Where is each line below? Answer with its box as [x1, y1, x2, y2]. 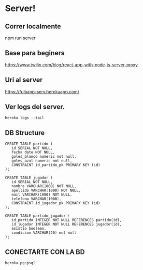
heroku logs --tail [5, 116, 44, 120]
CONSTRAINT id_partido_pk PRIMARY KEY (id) [11, 163, 100, 167]
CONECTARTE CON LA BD [5, 248, 85, 256]
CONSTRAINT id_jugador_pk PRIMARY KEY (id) [11, 201, 100, 206]
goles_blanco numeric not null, [11, 154, 77, 159]
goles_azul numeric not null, [11, 158, 72, 164]
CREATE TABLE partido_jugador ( [5, 213, 70, 218]
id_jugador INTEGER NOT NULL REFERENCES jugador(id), [11, 222, 122, 227]
